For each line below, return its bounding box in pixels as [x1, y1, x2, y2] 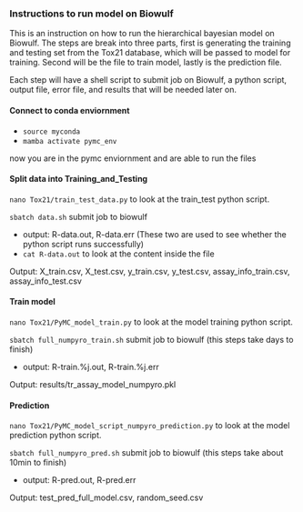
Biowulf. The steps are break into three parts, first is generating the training [9, 37, 291, 48]
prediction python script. [9, 430, 102, 441]
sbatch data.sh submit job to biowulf [9, 211, 148, 222]
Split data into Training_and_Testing [9, 174, 148, 185]
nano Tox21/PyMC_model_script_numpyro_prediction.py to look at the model [9, 420, 290, 431]
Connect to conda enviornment [9, 105, 130, 115]
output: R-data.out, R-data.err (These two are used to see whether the [22, 228, 287, 239]
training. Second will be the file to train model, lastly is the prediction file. [9, 57, 282, 68]
